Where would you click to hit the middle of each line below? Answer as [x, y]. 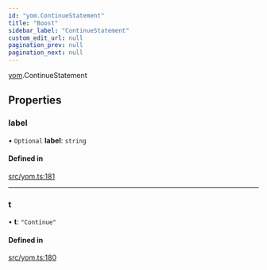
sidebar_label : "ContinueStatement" [69, 30]
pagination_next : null [46, 53]
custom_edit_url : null [46, 38]
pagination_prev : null [46, 45]
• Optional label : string [47, 140]
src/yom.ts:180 [33, 258]
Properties [35, 100]
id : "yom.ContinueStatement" [56, 16]
